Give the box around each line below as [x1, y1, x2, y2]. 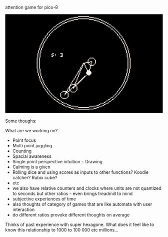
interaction [12, 206, 35, 212]
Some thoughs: [5, 118, 36, 124]
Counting [12, 148, 31, 154]
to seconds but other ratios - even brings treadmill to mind [12, 190, 133, 196]
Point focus [12, 137, 36, 143]
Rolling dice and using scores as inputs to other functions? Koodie [12, 169, 149, 175]
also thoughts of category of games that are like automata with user [12, 201, 152, 207]
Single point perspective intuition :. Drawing [12, 159, 102, 164]
